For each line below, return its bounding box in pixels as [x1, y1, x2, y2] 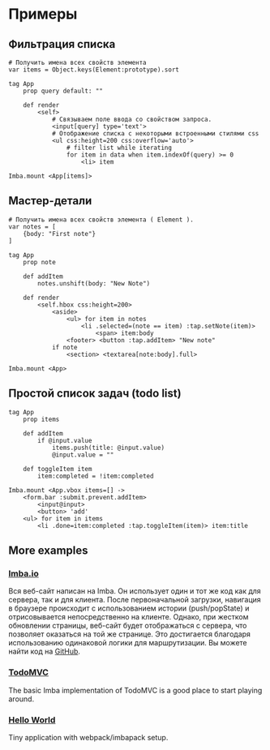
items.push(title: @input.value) [51, 444, 165, 452]
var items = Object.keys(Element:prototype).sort [8, 66, 180, 74]
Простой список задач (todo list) [8, 387, 182, 401]
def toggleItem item [23, 465, 92, 473]
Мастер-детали [8, 194, 92, 208]
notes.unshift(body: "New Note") [37, 279, 151, 288]
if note [51, 343, 79, 351]
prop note [23, 258, 57, 266]
